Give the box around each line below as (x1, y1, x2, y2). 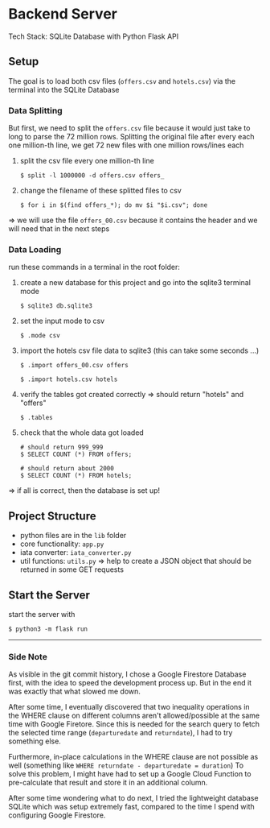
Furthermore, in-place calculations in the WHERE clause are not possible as (8, 752, 259, 762)
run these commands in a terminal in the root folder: (8, 263, 181, 272)
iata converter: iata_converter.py (19, 548, 132, 557)
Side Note (8, 651, 48, 662)
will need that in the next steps (8, 224, 110, 234)
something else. (8, 736, 62, 746)
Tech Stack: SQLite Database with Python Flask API (8, 31, 179, 41)
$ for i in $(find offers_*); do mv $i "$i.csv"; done (19, 201, 208, 209)
